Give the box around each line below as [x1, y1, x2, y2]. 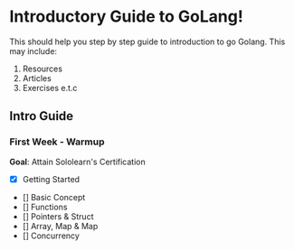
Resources [22, 63, 63, 74]
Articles [22, 72, 52, 83]
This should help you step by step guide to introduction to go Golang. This [9, 36, 286, 47]
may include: [9, 45, 57, 56]
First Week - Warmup [9, 135, 106, 148]
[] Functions [22, 201, 68, 212]
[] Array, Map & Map [22, 220, 99, 231]
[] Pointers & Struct [22, 210, 94, 222]
